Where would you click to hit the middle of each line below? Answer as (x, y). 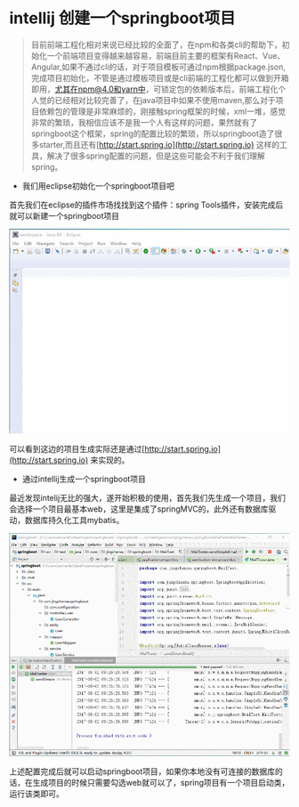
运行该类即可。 (36, 794)
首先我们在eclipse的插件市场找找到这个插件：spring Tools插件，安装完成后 (146, 205)
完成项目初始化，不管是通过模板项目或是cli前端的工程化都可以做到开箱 (160, 77)
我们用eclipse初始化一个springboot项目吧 (98, 186)
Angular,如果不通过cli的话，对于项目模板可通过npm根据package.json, (158, 67)
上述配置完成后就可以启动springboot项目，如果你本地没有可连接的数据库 (142, 771)
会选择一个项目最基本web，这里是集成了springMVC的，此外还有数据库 (139, 509)
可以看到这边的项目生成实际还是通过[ (77, 448)
